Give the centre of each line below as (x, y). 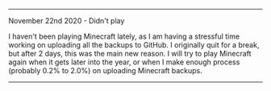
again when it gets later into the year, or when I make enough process (124, 62)
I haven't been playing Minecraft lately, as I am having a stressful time (124, 36)
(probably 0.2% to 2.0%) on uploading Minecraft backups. (106, 70)
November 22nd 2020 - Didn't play (67, 21)
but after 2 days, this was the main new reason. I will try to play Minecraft (130, 54)
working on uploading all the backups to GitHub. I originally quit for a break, (134, 45)
